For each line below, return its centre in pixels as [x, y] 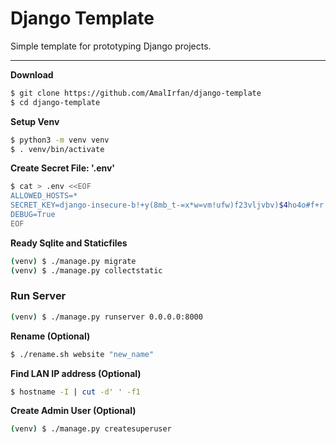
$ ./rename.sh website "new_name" [82, 354]
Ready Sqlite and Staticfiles [69, 243]
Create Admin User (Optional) [73, 411]
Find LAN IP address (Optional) [76, 373]
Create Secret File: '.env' [63, 168]
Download [32, 74]
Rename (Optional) [50, 336]
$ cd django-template [55, 102]
